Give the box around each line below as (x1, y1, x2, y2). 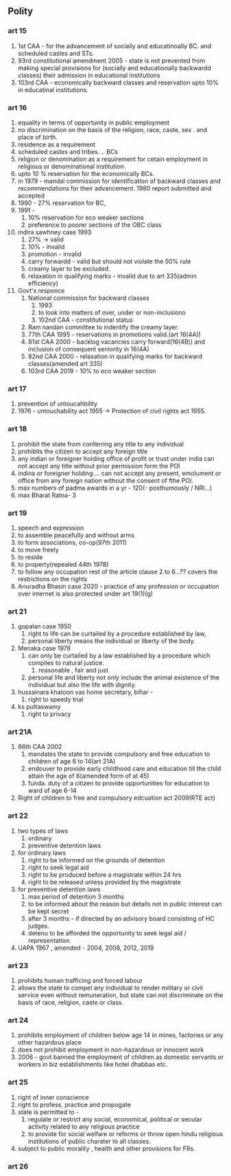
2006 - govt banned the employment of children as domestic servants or (17, 1053, 224, 1061)
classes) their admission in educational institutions (17, 71, 160, 79)
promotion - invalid (27, 250, 82, 258)
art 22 (8, 811, 28, 820)
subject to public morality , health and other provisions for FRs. (17, 1144, 196, 1153)
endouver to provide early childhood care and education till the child (27, 765, 221, 773)
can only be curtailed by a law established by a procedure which (27, 651, 210, 660)
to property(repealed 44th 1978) (17, 560, 109, 568)
